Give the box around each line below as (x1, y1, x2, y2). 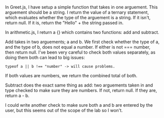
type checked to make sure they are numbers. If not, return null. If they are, (5, 88, 157, 93)
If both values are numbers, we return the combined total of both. (5, 73, 137, 78)
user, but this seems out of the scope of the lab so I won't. (5, 108, 123, 113)
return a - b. (5, 93, 29, 98)
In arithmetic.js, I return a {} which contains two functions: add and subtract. (5, 29, 160, 35)
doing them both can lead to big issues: (5, 55, 85, 60)
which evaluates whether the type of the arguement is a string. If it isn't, (5, 15, 151, 20)
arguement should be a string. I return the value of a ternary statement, (5, 9, 149, 15)
